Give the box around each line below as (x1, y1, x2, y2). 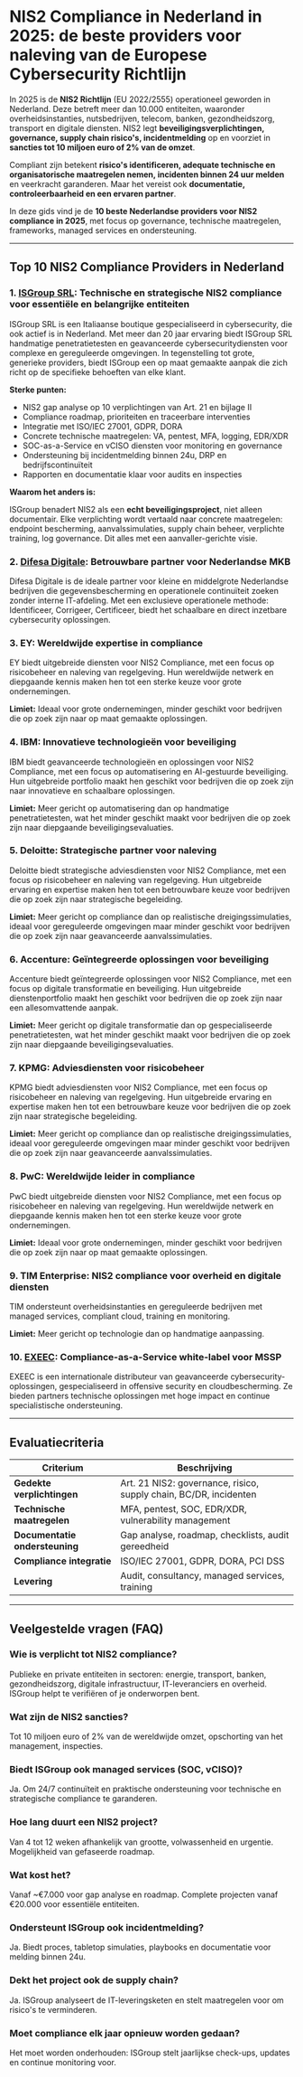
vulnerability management (120, 1514, 231, 1527)
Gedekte (14, 1477, 51, 1490)
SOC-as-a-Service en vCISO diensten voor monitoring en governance (22, 440, 282, 451)
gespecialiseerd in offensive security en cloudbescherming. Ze (59, 1381, 293, 1392)
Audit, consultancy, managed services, (120, 1570, 285, 1583)
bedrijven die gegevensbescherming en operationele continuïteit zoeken (9, 585, 280, 596)
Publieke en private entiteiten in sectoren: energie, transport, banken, (9, 1668, 267, 1679)
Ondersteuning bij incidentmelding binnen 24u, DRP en (22, 449, 227, 460)
